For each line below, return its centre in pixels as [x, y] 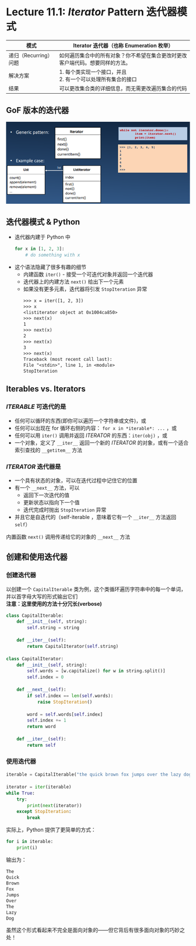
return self [42, 745]
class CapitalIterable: [35, 616]
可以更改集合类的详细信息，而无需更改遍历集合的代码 [123, 88]
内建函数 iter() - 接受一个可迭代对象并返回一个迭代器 [88, 274]
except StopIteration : [44, 812]
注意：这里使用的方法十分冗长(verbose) [54, 603]
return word [42, 727]
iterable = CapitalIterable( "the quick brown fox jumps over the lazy [94, 775]
